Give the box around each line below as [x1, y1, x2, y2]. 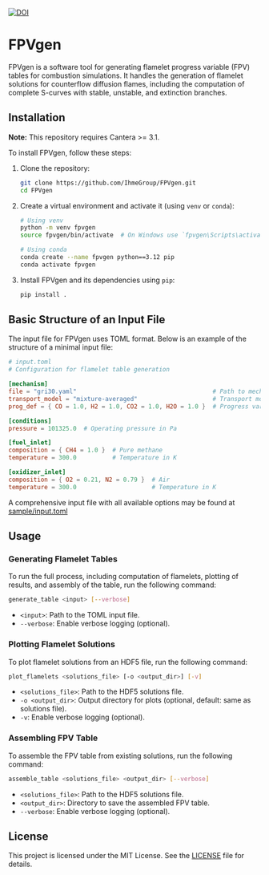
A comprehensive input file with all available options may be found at [8, 497, 235, 507]
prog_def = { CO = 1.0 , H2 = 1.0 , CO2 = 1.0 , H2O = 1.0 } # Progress [8, 402, 249, 411]
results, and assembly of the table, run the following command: [8, 580, 216, 589]
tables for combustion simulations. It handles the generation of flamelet [8, 71, 244, 80]
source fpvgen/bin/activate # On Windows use [19, 231, 179, 240]
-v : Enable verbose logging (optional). [19, 712, 146, 722]
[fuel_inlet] [8, 439, 52, 447]
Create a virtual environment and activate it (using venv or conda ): [19, 201, 235, 210]
